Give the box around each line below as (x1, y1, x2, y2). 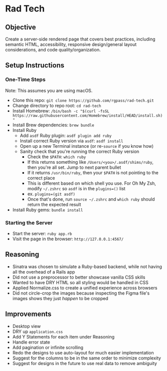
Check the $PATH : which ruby (27, 153, 86, 160)
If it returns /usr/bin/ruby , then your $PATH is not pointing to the (27, 169, 158, 175)
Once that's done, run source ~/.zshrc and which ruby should (27, 196, 155, 202)
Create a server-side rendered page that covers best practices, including (5, 36, 156, 42)
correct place (27, 175, 55, 181)
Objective (5, 23, 36, 31)
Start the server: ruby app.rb (12, 230, 72, 236)
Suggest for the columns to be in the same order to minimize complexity (12, 355, 161, 361)
